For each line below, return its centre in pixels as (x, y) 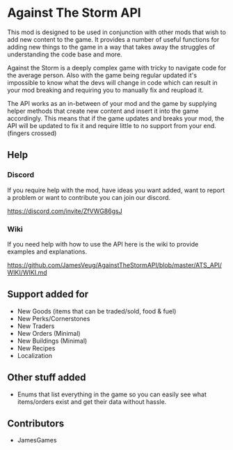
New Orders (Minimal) (49, 333)
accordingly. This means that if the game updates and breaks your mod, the (116, 118)
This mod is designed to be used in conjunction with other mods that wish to (116, 32)
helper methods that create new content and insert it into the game (103, 111)
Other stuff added (47, 378)
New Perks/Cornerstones (54, 318)
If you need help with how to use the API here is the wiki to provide (103, 244)
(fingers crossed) (32, 133)
